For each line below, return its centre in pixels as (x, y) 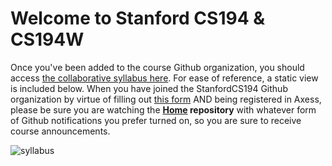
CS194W (47, 39)
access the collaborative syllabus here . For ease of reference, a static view (164, 78)
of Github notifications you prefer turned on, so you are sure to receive (156, 120)
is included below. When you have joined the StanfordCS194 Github (149, 88)
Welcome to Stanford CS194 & (138, 18)
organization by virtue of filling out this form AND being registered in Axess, (166, 99)
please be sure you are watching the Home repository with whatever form (163, 109)
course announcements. (60, 131)
